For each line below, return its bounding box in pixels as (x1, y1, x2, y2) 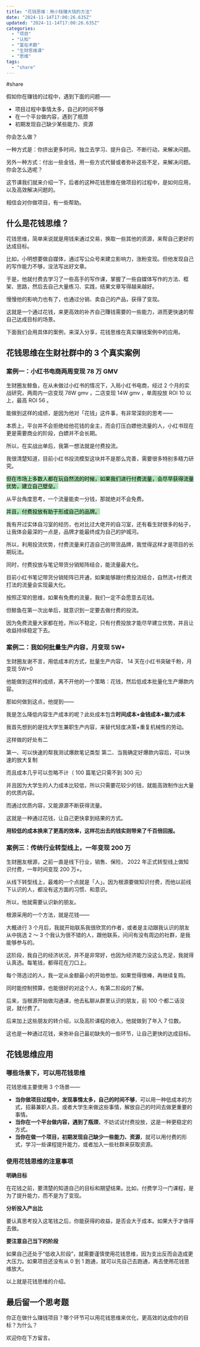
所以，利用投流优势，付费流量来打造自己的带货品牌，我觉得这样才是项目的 (6, 541, 189, 548)
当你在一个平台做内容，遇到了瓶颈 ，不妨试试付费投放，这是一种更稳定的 (14, 1118, 192, 1126)
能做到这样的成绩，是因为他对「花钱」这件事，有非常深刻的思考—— (6, 409, 173, 416)
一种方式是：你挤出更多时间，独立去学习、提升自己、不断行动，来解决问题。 (6, 146, 194, 153)
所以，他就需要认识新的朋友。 (6, 898, 79, 906)
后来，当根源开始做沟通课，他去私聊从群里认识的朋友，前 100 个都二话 (6, 997, 180, 1004)
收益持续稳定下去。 (6, 627, 54, 634)
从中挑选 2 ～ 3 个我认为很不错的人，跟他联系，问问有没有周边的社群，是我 (6, 931, 190, 938)
